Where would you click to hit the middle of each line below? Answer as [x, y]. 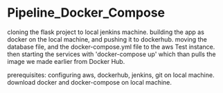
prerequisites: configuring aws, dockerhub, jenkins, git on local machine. [111, 75]
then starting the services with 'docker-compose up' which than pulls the [111, 54]
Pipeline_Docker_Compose [86, 13]
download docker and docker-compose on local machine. [89, 82]
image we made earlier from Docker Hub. [66, 61]
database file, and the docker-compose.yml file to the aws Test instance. [111, 46]
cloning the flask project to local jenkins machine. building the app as [106, 32]
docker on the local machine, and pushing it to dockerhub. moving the [107, 39]
